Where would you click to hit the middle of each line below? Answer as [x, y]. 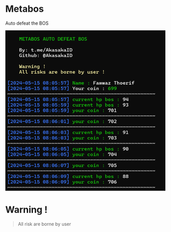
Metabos [25, 9]
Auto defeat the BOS [27, 23]
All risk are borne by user [45, 224]
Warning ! [26, 210]
